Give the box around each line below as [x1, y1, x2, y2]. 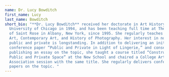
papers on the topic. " [9, 64, 59, 69]
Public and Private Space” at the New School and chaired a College [9, 54, 156, 60]
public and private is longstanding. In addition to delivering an [9, 41, 154, 46]
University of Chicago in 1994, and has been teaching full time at [9, 26, 156, 31]
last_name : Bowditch [5, 17, 48, 22]
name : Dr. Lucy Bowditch [5, 7, 57, 13]
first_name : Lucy [5, 12, 41, 17]
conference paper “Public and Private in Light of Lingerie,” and [9, 45, 152, 50]
